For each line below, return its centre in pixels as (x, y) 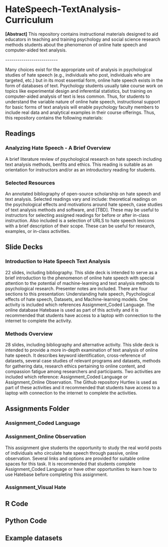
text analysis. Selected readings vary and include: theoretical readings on (81, 199)
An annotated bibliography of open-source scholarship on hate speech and (83, 194)
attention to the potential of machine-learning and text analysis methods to (82, 283)
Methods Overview (29, 334)
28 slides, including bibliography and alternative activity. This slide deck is (82, 344)
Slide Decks (24, 247)
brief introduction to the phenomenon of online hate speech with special (80, 278)
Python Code (26, 521)
